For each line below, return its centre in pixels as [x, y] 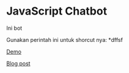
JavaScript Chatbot [57, 11]
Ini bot [14, 28]
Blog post [18, 63]
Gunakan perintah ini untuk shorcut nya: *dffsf [65, 40]
